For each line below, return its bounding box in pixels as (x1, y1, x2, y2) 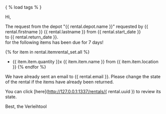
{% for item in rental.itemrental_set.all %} (5, 49, 90, 55)
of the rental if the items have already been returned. (5, 79, 114, 85)
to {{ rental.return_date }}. (5, 34, 58, 40)
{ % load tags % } (5, 4, 41, 10)
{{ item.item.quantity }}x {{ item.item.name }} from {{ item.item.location (12, 59, 158, 64)
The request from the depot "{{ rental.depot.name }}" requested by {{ (5, 23, 148, 29)
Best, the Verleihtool (5, 104, 47, 109)
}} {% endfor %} (12, 64, 46, 70)
